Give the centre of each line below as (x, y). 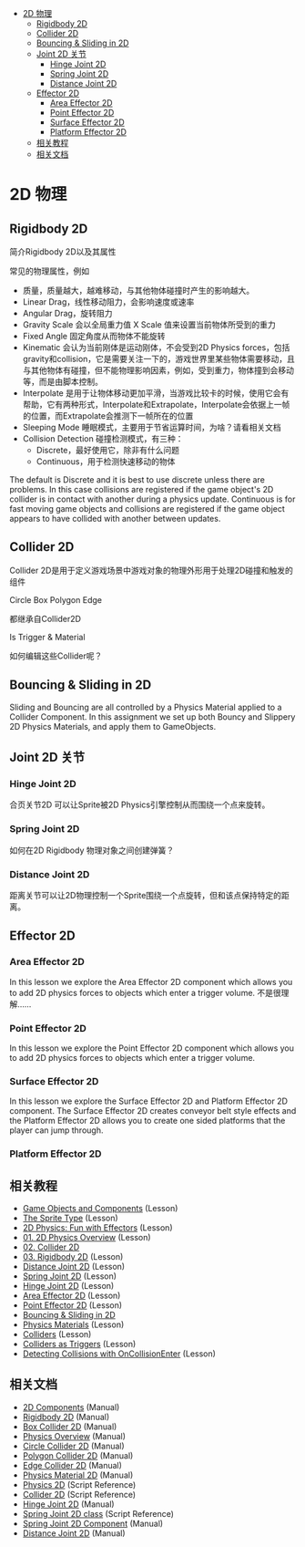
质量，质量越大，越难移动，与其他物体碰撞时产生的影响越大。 (138, 291)
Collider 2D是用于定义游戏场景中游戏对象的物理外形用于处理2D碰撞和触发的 (152, 570)
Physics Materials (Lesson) (73, 1324)
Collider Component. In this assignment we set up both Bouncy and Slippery (152, 716)
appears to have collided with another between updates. (115, 519)
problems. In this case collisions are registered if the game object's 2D (142, 489)
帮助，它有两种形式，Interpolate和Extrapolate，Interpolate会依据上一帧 (156, 405)
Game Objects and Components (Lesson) (100, 1208)
